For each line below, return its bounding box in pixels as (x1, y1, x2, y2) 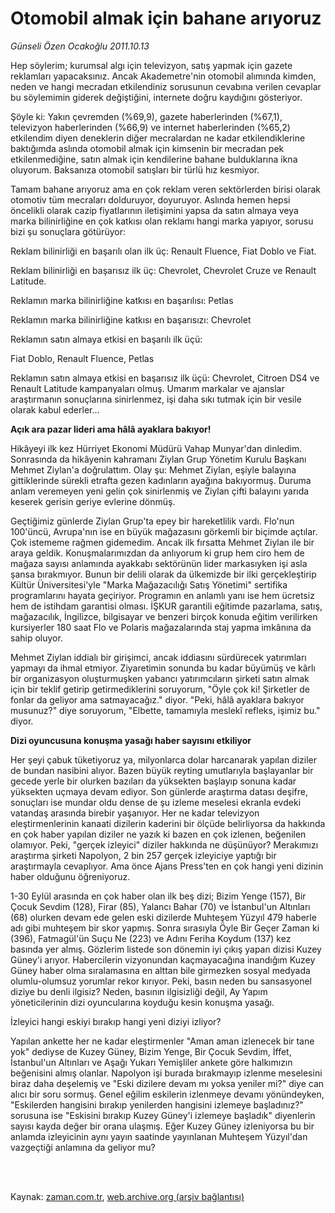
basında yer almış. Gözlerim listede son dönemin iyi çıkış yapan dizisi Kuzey (10, 943, 322, 955)
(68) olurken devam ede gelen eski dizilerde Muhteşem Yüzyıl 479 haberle (10, 911, 317, 923)
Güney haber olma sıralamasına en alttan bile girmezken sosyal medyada (10, 964, 311, 976)
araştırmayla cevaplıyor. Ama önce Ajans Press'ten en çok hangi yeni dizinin (10, 860, 324, 872)
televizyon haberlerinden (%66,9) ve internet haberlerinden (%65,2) (10, 121, 291, 133)
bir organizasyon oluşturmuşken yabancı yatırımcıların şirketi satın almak (10, 672, 310, 684)
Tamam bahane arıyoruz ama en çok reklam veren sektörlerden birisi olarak (10, 183, 321, 195)
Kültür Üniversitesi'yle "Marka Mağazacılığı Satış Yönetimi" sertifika (10, 578, 288, 591)
